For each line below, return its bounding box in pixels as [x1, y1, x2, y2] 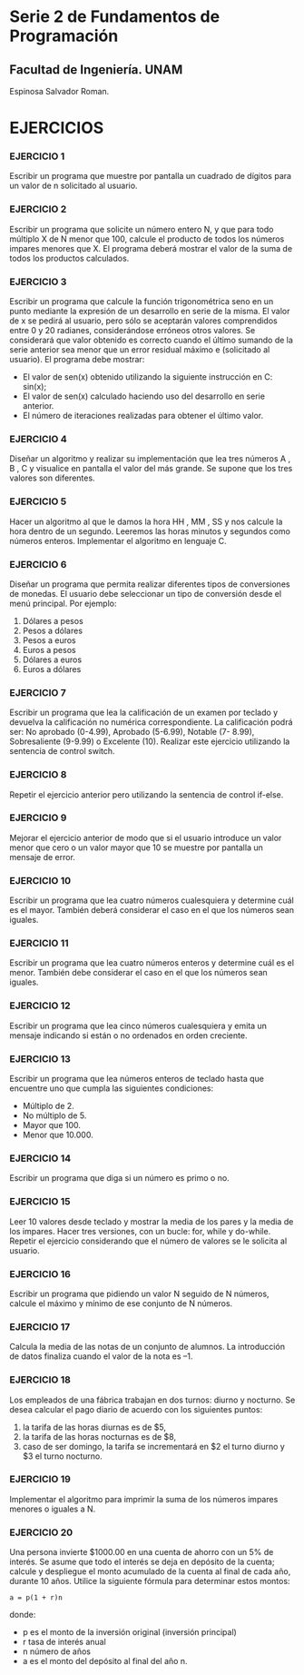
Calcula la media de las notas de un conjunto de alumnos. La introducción [9, 1342, 286, 1353]
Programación [9, 25, 119, 46]
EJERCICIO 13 [9, 1052, 71, 1065]
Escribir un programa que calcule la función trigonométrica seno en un [9, 296, 274, 307]
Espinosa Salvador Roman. [9, 86, 110, 96]
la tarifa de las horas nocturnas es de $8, [22, 1431, 177, 1442]
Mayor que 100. [22, 1120, 82, 1131]
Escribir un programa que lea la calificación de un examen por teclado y [9, 707, 279, 719]
